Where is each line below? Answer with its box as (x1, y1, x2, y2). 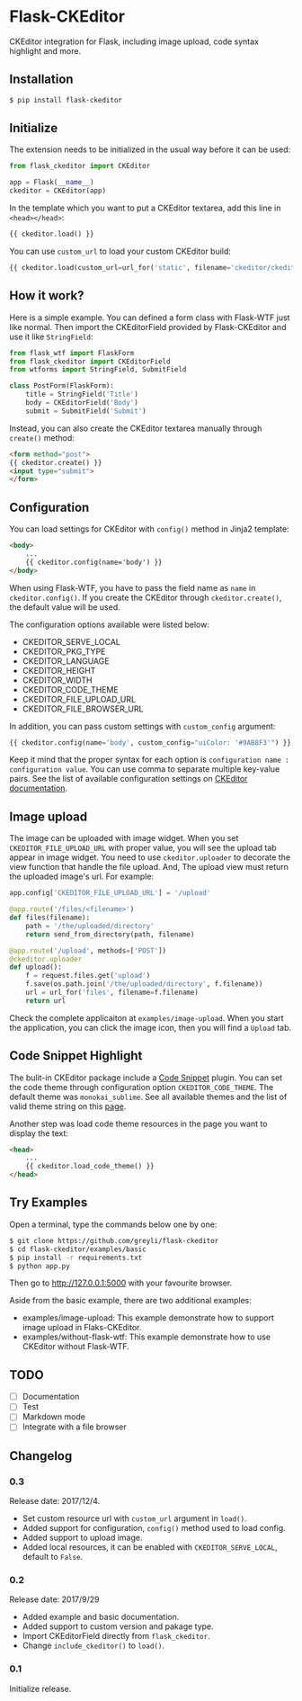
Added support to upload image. (22, 1532, 143, 1544)
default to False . (22, 1552, 84, 1562)
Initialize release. (9, 1683, 72, 1694)
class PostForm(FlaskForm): (9, 381, 115, 390)
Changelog (9, 1448, 73, 1464)
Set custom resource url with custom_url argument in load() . (22, 1513, 247, 1524)
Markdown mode (22, 1411, 85, 1422)
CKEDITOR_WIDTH (22, 675, 93, 685)
